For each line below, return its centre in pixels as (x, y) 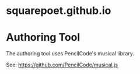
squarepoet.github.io (59, 11)
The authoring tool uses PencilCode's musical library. (70, 54)
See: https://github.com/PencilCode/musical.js (62, 65)
